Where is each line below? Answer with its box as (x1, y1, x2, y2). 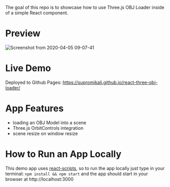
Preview (5, 28, 41, 39)
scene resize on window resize (12, 130, 78, 136)
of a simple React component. (5, 10, 68, 16)
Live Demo (5, 62, 51, 74)
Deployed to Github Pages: (5, 79, 62, 85)
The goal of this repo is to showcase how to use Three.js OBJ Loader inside (5, 5, 164, 10)
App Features (5, 103, 64, 114)
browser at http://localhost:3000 (5, 176, 74, 182)
